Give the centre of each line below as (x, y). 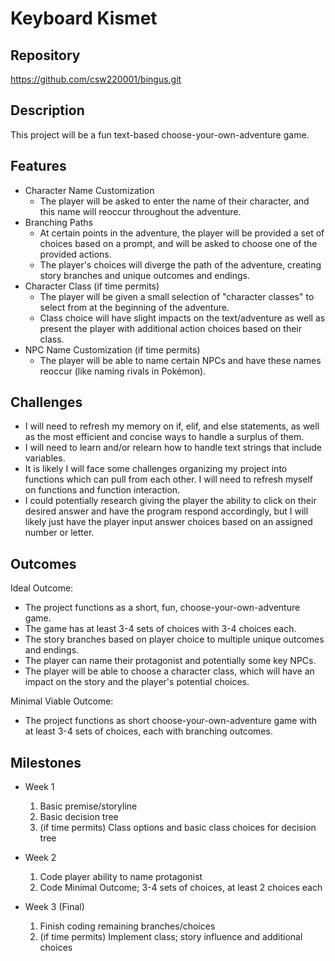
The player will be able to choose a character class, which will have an (169, 671)
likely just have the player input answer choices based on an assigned (168, 522)
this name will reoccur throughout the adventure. (140, 211)
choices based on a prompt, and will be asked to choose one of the (178, 243)
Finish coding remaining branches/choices (127, 926)
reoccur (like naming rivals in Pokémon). (123, 371)
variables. (45, 458)
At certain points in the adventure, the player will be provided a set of (182, 233)
